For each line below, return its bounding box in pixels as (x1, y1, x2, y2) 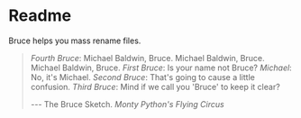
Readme (8, 5, 72, 26)
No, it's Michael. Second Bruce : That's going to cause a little (30, 71, 256, 82)
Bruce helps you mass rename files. (8, 35, 141, 46)
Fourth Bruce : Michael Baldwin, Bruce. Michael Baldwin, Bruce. (30, 52, 265, 63)
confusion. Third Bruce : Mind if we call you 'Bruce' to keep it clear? (30, 81, 280, 92)
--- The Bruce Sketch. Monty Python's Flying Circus (30, 98, 224, 109)
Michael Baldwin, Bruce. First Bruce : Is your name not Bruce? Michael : (30, 62, 292, 73)
